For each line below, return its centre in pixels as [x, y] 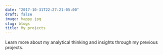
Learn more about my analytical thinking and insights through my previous [82, 42]
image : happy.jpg [23, 19]
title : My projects [25, 28]
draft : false [19, 14]
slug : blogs [17, 24]
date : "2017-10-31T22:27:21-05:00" [42, 10]
